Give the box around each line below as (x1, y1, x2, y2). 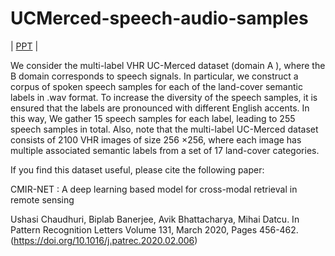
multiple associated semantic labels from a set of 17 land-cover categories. (10, 144, 320, 156)
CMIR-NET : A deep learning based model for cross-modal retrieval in (10, 183, 298, 195)
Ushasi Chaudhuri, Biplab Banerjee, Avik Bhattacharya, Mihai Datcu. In (10, 213, 300, 225)
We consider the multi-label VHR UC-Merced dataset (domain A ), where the (10, 59, 326, 71)
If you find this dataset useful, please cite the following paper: (10, 163, 265, 176)
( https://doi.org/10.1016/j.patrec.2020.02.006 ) (10, 234, 198, 246)
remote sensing (10, 193, 75, 206)
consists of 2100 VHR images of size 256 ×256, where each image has (10, 133, 302, 146)
